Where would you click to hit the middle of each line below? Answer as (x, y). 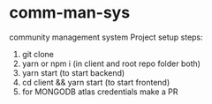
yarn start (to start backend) (73, 72)
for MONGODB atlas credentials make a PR (100, 92)
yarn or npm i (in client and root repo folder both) (111, 63)
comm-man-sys (70, 13)
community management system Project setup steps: (106, 37)
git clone (38, 54)
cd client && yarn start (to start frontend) (96, 82)
